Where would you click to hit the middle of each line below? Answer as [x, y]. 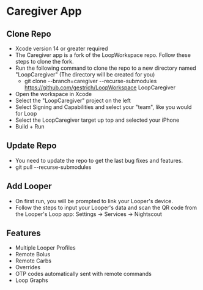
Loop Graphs [31, 280]
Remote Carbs [33, 261]
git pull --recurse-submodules [53, 167]
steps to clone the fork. [44, 61]
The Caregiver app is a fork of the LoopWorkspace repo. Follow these [103, 55]
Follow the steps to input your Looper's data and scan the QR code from [106, 207]
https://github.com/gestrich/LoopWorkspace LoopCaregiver [100, 87]
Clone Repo [29, 34]
